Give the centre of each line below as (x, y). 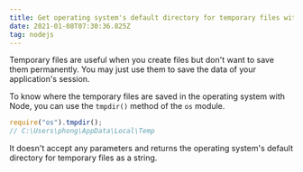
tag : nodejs (32, 34)
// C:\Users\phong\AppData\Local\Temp (82, 131)
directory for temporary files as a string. (83, 158)
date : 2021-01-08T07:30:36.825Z (70, 26)
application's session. (50, 79)
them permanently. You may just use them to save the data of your (133, 69)
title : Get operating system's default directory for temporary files (145, 18)
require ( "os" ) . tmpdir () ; (56, 122)
